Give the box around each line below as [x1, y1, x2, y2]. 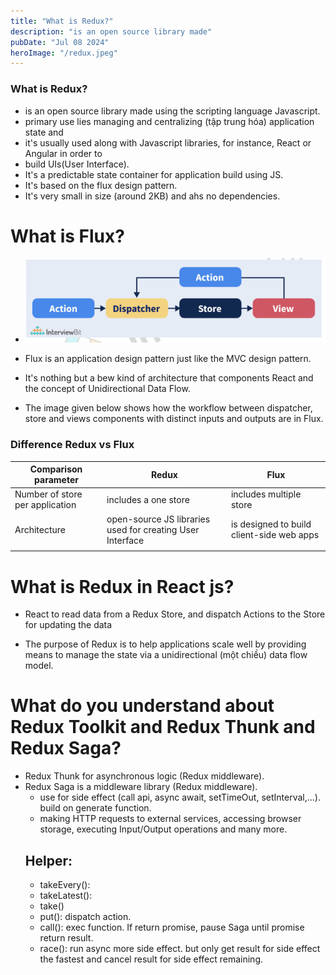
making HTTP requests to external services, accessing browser [39, 813, 302, 825]
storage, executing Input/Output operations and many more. [39, 823, 288, 835]
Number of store [14, 488, 83, 500]
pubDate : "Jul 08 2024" [10, 37, 110, 47]
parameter [34, 474, 79, 486]
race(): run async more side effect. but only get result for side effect [39, 943, 321, 955]
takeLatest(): [39, 890, 93, 902]
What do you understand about [10, 695, 275, 717]
